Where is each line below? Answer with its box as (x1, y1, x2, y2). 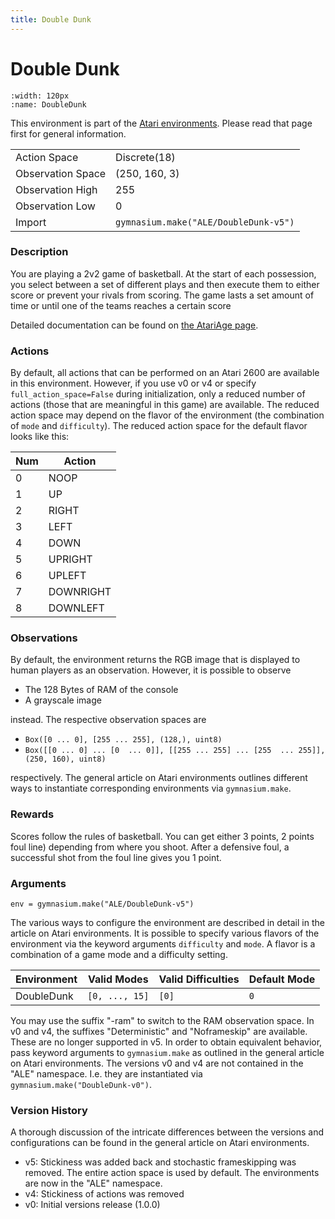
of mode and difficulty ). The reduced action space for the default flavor (10, 420, 308, 432)
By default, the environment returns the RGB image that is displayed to (10, 654, 301, 666)
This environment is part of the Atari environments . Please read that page (10, 117, 313, 129)
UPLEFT (48, 569, 87, 583)
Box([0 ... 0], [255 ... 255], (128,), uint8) (24, 735, 223, 745)
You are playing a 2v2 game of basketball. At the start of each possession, (10, 267, 317, 280)
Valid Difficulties (158, 972, 240, 986)
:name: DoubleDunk (10, 99, 87, 110)
